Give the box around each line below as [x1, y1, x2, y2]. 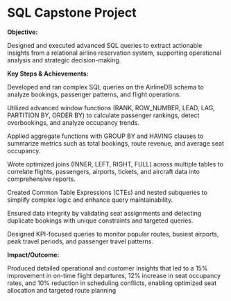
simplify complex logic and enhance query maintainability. [7, 196, 173, 204]
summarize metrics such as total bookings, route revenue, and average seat [7, 139, 224, 147]
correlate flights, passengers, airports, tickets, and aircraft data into [7, 167, 200, 175]
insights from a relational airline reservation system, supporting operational [7, 49, 222, 57]
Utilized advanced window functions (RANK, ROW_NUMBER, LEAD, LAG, [7, 103, 215, 112]
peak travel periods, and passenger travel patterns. [7, 237, 154, 246]
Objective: [7, 28, 38, 36]
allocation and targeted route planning [7, 286, 117, 294]
